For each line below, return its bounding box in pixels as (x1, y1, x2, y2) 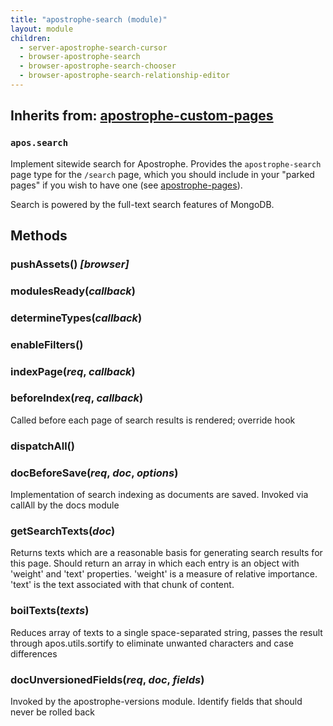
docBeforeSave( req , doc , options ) (10, 466, 179, 480)
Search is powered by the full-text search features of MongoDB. (10, 198, 275, 210)
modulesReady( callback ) (10, 284, 136, 298)
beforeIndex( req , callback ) (10, 391, 144, 405)
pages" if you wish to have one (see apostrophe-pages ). (10, 179, 243, 191)
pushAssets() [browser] (10, 257, 130, 271)
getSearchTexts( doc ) (10, 524, 116, 538)
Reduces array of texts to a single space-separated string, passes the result (10, 626, 323, 638)
